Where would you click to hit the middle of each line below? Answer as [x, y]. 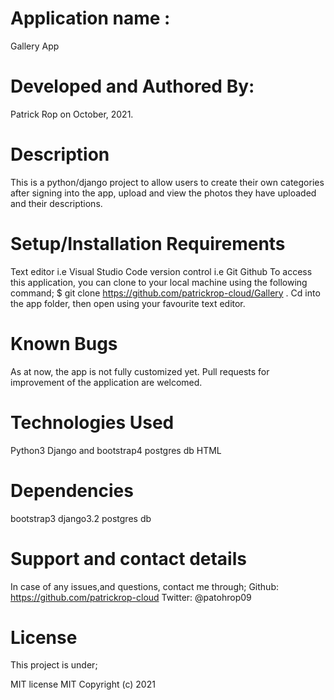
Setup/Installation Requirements [148, 244]
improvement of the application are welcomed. [106, 382]
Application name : [90, 18]
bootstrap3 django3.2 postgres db [81, 518]
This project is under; [54, 665]
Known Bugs [64, 343]
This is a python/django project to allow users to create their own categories [167, 182]
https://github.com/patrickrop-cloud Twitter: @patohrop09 [131, 597]
